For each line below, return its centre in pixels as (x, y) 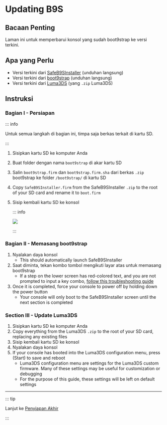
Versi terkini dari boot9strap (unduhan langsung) (62, 78)
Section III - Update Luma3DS (42, 315)
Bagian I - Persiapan (30, 113)
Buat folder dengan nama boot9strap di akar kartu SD (67, 163)
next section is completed (46, 302)
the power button (30, 292)
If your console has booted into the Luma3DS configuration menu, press (86, 353)
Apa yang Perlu (29, 61)
